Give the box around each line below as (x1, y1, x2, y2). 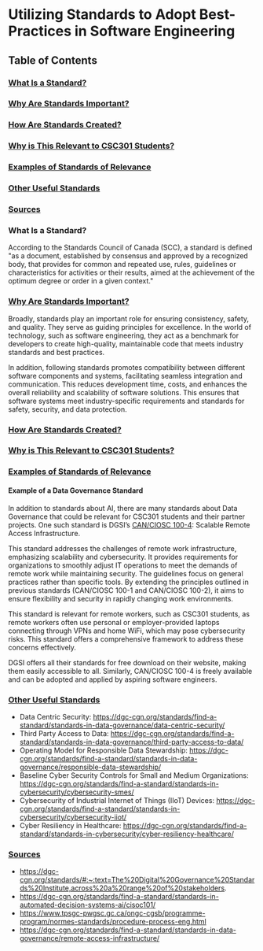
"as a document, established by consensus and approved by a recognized (8, 251, 249, 261)
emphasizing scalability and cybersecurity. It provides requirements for (8, 552, 238, 561)
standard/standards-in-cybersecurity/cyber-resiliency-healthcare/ (19, 829, 234, 838)
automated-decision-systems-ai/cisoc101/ (19, 900, 156, 910)
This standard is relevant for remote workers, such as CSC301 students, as (8, 609, 250, 619)
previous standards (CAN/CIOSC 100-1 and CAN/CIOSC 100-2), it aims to (8, 585, 245, 595)
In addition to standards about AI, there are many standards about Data (8, 503, 238, 513)
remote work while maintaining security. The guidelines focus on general (8, 568, 243, 578)
